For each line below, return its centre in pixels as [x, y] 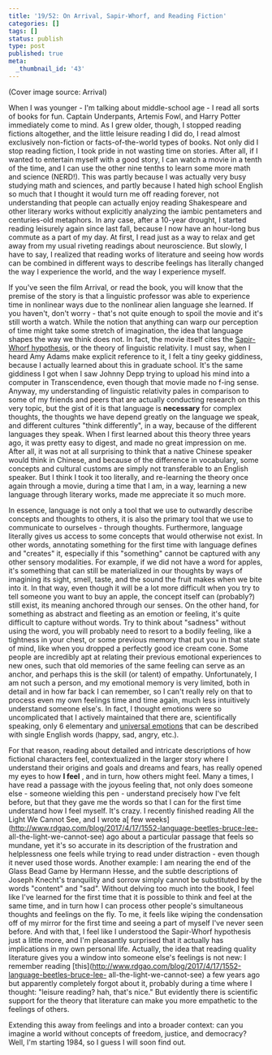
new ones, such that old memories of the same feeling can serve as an [127, 665]
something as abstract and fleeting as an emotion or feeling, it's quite [125, 613]
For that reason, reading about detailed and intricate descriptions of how [130, 750]
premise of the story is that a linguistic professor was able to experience [129, 296]
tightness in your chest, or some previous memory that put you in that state [134, 639]
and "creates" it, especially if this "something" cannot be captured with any [134, 553]
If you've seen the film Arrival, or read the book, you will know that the [126, 287]
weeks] [158, 819]
